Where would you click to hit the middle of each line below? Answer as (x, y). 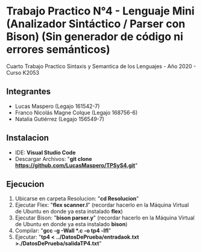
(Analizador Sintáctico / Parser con (96, 24)
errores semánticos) (58, 50)
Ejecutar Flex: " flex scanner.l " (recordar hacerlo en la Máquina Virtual (102, 205)
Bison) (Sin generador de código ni (95, 37)
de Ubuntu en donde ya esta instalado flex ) (69, 212)
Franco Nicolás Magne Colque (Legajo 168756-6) (76, 112)
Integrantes (29, 92)
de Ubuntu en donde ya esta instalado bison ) (71, 224)
